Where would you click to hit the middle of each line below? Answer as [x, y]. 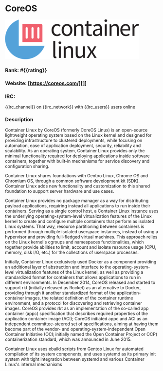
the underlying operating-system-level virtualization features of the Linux [78, 216]
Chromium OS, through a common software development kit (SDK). [72, 181]
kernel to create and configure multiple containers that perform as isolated [80, 222]
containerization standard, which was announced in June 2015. [68, 339]
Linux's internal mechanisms [34, 364]
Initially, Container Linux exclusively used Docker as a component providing [81, 262]
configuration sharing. [27, 167]
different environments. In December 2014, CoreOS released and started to [80, 282]
